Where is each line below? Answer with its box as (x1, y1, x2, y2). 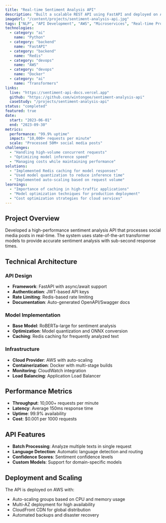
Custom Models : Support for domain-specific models (12, 459, 122, 465)
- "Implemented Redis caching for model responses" (9, 168, 119, 173)
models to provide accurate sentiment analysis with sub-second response (5, 238, 156, 244)
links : (5, 85, 19, 91)
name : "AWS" (14, 62, 39, 67)
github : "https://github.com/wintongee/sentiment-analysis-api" (9, 95, 145, 99)
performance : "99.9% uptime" (9, 132, 70, 137)
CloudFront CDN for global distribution (12, 507, 91, 513)
